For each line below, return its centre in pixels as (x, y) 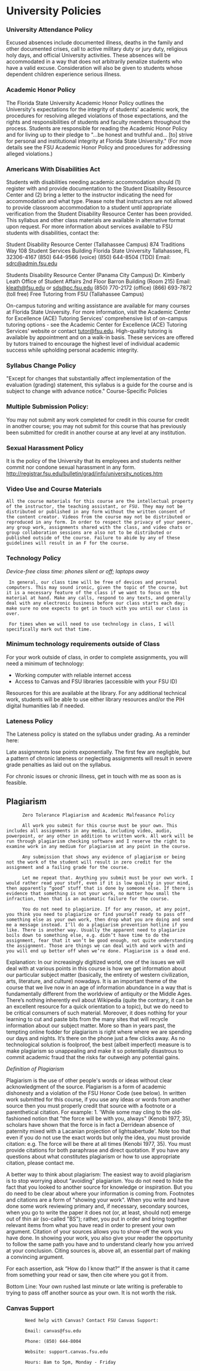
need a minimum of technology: (45, 663)
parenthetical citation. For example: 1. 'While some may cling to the (88, 1112)
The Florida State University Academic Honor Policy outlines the (85, 103)
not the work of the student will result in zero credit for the (89, 862)
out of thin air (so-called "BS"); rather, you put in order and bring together (97, 1219)
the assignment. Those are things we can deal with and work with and (96, 946)
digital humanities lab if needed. (45, 705)
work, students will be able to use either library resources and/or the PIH (96, 699)
